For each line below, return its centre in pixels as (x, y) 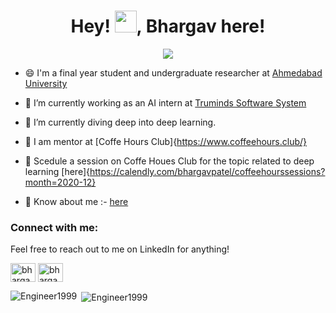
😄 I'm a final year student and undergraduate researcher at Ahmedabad (173, 72)
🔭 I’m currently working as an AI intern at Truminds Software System (165, 102)
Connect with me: (54, 227)
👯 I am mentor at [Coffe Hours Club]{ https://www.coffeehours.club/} (166, 141)
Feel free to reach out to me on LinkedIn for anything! (120, 249)
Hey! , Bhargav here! (168, 26)
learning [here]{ (57, 171)
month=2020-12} (60, 182)
